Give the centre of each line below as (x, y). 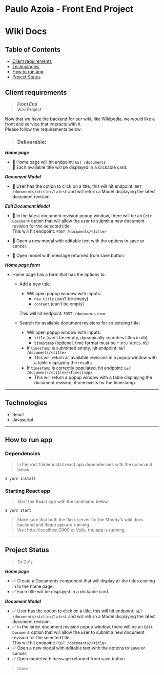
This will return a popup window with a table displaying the (93, 377)
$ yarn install (20, 478)
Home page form (23, 265)
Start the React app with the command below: (63, 501)
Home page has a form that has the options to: (59, 275)
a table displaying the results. (63, 363)
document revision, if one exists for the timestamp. (85, 383)
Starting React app (28, 491)
